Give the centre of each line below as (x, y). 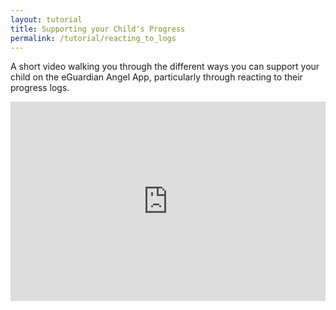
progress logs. (40, 88)
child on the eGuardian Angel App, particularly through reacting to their (156, 77)
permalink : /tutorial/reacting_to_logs (93, 38)
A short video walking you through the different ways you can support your (165, 67)
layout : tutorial (46, 19)
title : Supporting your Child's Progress (98, 29)
